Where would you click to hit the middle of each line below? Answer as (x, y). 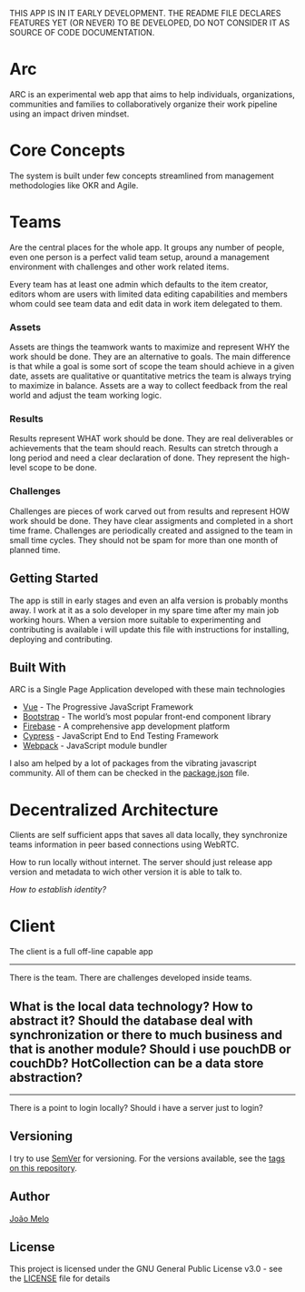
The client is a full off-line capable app (81, 952)
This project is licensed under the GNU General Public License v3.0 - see (146, 1269)
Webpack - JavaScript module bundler (95, 746)
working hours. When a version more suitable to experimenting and (135, 620)
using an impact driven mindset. (69, 114)
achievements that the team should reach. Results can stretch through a (144, 449)
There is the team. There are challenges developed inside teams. (131, 978)
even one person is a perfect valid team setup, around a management (139, 257)
